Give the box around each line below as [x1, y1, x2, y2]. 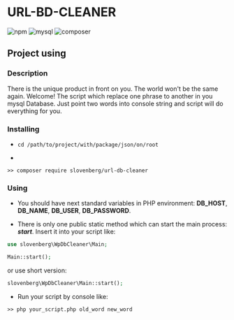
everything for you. [7, 106, 62, 115]
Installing [7, 124, 40, 133]
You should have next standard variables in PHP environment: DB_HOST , [17, 199, 228, 208]
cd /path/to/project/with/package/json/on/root [17, 141, 159, 148]
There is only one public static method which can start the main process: [17, 220, 228, 228]
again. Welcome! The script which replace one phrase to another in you [7, 92, 213, 100]
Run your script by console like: [17, 292, 108, 300]
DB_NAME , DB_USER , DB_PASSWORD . [17, 207, 131, 215]
